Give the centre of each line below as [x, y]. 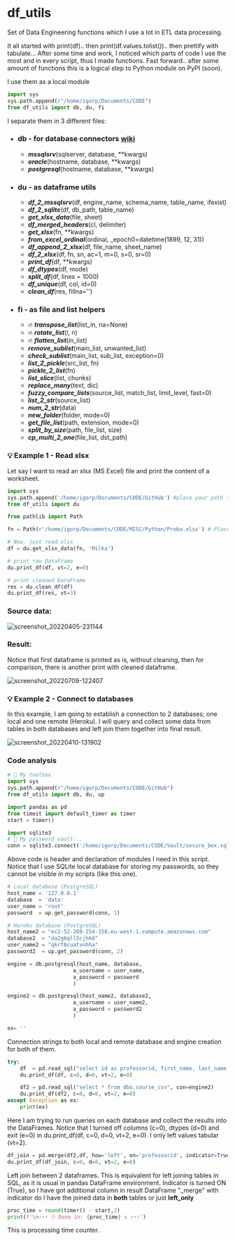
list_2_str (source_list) [59, 401]
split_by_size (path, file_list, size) [75, 430]
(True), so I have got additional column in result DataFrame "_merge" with [113, 1190]
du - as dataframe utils [57, 187]
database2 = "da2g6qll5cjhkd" [53, 938]
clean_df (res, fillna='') [60, 292]
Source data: [30, 611]
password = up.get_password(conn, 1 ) [64, 913]
